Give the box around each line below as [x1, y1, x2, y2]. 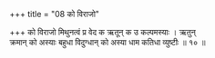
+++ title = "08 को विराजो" [9, 9, 100, 19]
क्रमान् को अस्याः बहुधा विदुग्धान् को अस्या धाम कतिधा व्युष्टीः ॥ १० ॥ [9, 37, 206, 47]
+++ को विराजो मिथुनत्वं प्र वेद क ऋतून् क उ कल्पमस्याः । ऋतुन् [9, 27, 196, 37]
